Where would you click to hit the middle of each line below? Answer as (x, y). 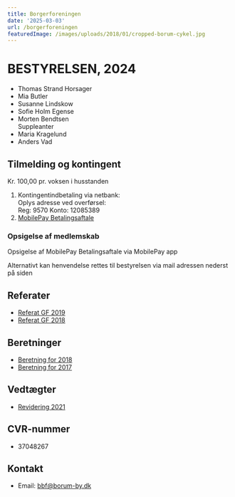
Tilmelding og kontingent (64, 164)
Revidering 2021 (41, 407)
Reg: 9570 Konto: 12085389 (59, 210)
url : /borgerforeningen (43, 27)
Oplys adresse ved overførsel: (62, 203)
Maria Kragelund (42, 134)
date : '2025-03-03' (36, 21)
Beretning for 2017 (45, 367)
